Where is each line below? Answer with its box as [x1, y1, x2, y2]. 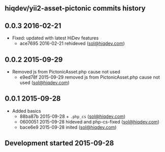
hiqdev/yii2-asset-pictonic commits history [5, 4, 146, 13]
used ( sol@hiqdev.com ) [19, 80, 70, 86]
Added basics [12, 108, 42, 114]
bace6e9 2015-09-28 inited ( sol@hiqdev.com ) [19, 124, 117, 130]
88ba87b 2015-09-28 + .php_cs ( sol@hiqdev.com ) [19, 113, 125, 119]
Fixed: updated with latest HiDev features [12, 35, 99, 41]
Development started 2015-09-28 [5, 139, 114, 147]
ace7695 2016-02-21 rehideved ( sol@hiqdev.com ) [19, 40, 125, 46]
